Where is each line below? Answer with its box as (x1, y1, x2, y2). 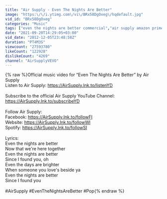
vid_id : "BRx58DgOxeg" (5, 16, 52, 21)
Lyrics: (5, 135, 19, 141)
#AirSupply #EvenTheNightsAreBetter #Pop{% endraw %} (5, 188, 125, 194)
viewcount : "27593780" (5, 44, 52, 49)
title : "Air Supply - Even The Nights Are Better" (5, 7, 112, 12)
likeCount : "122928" (5, 49, 48, 54)
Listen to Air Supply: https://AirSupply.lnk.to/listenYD (5, 83, 113, 89)
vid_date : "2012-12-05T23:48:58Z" (5, 35, 77, 40)
